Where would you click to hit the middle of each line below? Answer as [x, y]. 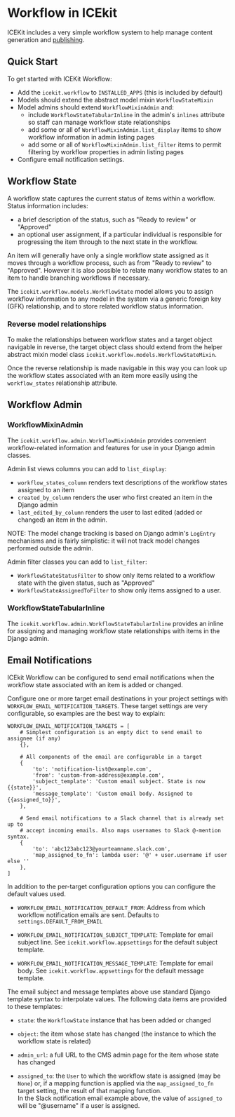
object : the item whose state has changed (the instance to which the [117, 1034]
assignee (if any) [34, 738]
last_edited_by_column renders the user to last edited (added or [110, 512]
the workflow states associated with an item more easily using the [102, 375]
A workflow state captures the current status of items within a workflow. [111, 198]
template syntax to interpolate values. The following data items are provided [117, 999]
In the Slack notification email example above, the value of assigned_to [120, 1098]
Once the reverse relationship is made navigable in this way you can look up [117, 368]
